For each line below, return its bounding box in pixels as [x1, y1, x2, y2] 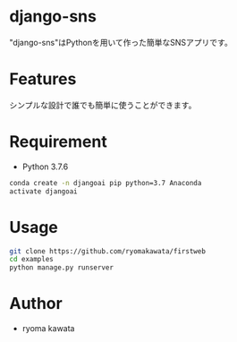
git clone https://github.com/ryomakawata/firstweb [9, 246, 206, 256]
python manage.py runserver [9, 263, 114, 272]
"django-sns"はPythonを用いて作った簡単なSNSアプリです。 [9, 37, 233, 47]
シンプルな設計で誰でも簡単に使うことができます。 [9, 99, 197, 110]
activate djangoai [9, 186, 78, 196]
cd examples [9, 255, 54, 264]
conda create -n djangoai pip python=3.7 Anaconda [9, 178, 202, 187]
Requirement [9, 132, 107, 152]
